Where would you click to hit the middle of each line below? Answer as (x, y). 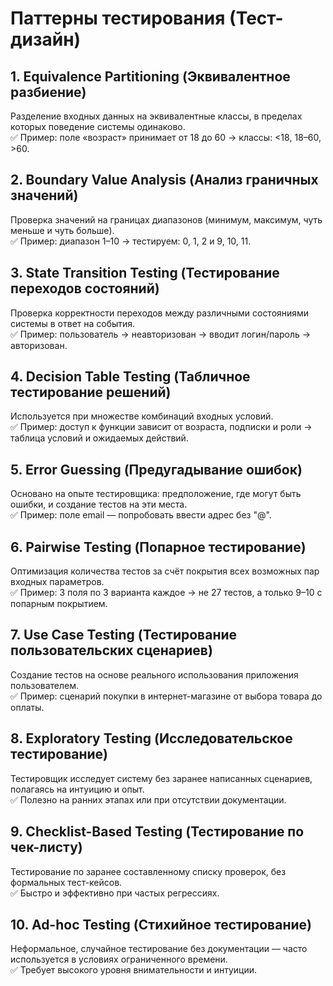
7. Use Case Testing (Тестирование (124, 635)
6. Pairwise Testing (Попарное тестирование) (158, 547)
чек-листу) (46, 847)
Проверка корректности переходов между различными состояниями (160, 313)
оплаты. (27, 707)
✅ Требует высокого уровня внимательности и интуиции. (133, 970)
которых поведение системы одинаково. (98, 126)
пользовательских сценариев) (111, 650)
